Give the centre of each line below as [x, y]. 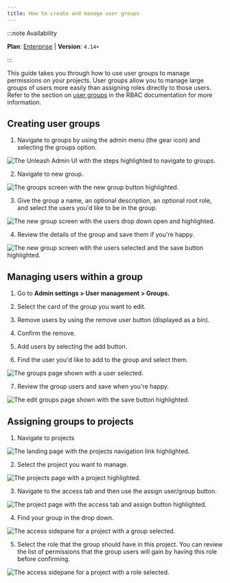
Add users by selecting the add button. [72, 347]
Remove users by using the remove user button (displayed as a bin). [113, 320]
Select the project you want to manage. [73, 465]
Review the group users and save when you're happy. [93, 387]
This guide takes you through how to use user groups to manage [99, 73]
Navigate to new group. [50, 174]
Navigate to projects [46, 438]
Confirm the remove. [46, 333]
